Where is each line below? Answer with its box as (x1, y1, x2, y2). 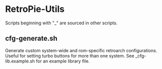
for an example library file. (35, 58, 90, 64)
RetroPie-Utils (5, 3, 65, 15)
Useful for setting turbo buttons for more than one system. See (5, 53, 135, 59)
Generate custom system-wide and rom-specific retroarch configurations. (5, 47, 158, 53)
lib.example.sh (5, 58, 35, 64)
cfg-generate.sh (5, 34, 58, 43)
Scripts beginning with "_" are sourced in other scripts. (5, 20, 118, 26)
